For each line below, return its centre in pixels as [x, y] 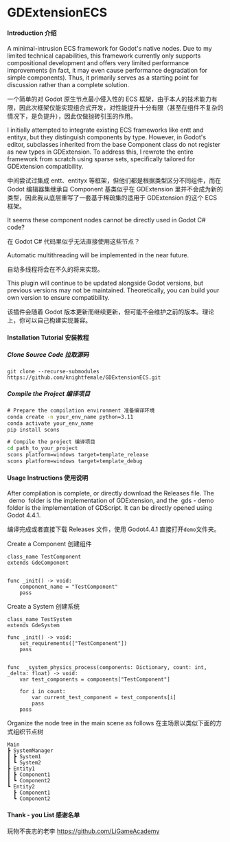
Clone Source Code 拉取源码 [48, 354]
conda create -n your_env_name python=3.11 [70, 417]
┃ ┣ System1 [24, 757]
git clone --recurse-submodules [53, 371]
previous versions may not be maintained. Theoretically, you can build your [113, 290]
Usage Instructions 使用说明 [48, 478]
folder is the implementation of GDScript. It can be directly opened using [110, 508]
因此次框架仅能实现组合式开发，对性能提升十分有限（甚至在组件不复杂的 [121, 108]
